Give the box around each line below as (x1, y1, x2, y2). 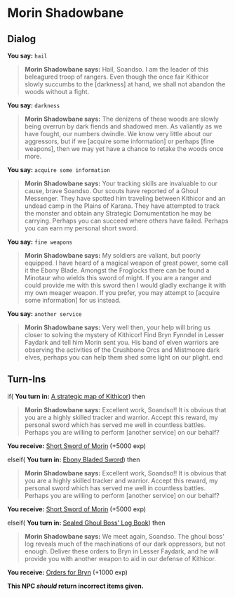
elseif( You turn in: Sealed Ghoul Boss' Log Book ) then (7, 518, 166, 527)
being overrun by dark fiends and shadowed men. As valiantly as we (24, 122, 222, 131)
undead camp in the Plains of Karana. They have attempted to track (24, 202, 220, 210)
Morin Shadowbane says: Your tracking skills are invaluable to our (24, 179, 218, 188)
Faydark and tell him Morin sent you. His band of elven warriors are (24, 339, 220, 346)
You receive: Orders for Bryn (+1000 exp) (7, 568, 128, 577)
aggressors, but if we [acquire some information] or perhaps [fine (24, 137, 215, 145)
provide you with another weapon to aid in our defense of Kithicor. (24, 554, 216, 563)
